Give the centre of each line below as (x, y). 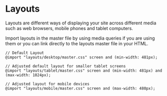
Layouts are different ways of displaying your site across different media (81, 23)
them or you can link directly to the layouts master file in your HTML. (77, 43)
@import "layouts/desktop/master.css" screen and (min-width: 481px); (81, 57)
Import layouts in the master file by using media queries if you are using (80, 38)
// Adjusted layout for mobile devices (47, 84)
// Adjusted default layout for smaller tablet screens (65, 66)
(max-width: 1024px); (28, 75)
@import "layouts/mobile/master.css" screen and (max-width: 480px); (80, 88)
